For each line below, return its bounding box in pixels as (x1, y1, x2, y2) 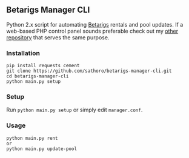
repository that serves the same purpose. (6, 33, 110, 41)
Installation (6, 48, 41, 57)
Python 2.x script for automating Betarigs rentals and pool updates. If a (6, 21, 184, 28)
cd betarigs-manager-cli (6, 73, 69, 79)
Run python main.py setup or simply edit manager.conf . (6, 106, 143, 114)
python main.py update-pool (6, 145, 78, 152)
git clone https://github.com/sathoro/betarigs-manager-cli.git (6, 68, 172, 74)
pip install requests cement (6, 63, 80, 69)
